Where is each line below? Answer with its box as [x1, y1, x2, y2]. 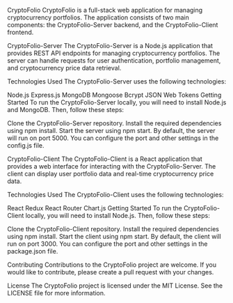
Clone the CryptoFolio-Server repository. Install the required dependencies [7, 119, 222, 127]
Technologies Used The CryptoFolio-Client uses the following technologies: [7, 191, 224, 199]
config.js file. [7, 141, 45, 149]
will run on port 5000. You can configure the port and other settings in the [7, 134, 219, 142]
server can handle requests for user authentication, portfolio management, [7, 56, 221, 65]
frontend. [7, 28, 34, 36]
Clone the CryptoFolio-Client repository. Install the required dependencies [7, 225, 219, 233]
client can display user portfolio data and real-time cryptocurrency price [7, 170, 214, 178]
